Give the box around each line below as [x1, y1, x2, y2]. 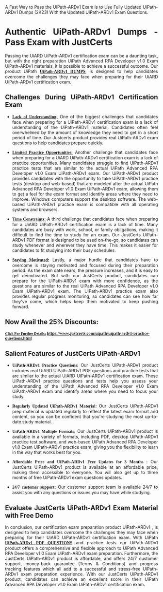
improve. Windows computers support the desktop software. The [12, 196, 147, 202]
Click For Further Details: [5, 331, 46, 336]
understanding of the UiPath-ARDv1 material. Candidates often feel [12, 124, 158, 130]
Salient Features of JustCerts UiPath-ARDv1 [5, 349, 141, 358]
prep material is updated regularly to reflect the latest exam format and [12, 409, 158, 415]
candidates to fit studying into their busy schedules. [12, 247, 116, 253]
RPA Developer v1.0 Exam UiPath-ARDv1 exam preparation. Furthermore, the [5, 551, 158, 556]
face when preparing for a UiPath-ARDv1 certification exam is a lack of [12, 119, 158, 125]
